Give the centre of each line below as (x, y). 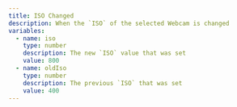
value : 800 (41, 61)
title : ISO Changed (41, 16)
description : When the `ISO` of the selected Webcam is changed (119, 23)
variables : (27, 31)
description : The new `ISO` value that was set (104, 53)
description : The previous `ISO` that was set (103, 83)
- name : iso (36, 38)
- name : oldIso (41, 68)
